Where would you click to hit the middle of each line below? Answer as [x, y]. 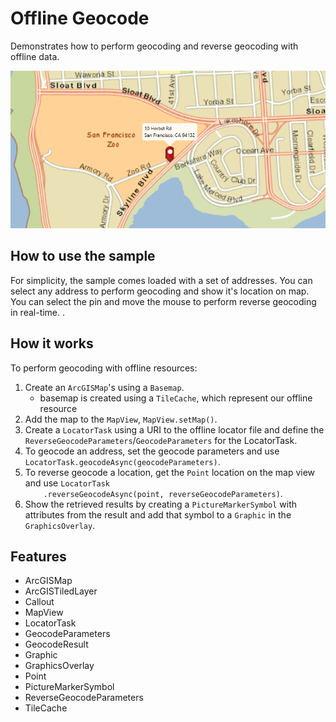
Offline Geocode [80, 18]
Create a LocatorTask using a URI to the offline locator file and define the [174, 429]
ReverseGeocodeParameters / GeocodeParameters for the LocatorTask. [161, 440]
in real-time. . [38, 312]
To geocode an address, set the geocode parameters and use [152, 451]
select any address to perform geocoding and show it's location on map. [160, 291]
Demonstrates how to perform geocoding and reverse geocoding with [154, 46]
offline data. [35, 56]
